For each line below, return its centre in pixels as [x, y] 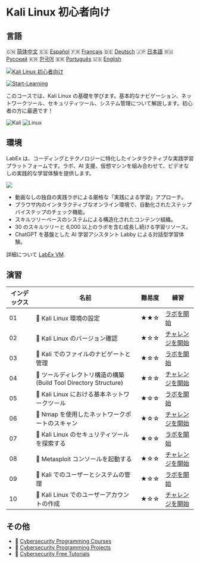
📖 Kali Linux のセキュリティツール [82, 434]
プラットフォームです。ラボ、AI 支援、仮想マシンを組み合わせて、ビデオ [95, 166]
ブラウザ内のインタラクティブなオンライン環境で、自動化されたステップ [103, 204]
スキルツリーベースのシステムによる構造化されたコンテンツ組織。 [96, 219]
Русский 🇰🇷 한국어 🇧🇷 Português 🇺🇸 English [64, 59]
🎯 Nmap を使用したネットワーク [80, 414]
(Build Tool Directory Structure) [79, 382]
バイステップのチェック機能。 [51, 211]
